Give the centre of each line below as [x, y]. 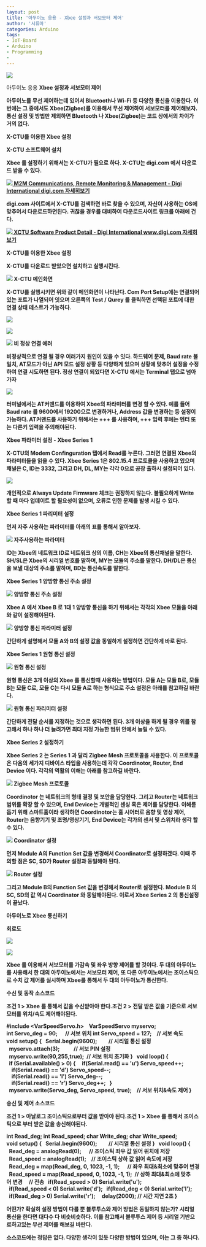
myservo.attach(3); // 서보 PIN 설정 [60, 1048]
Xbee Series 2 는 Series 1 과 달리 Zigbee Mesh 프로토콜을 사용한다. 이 [92, 755]
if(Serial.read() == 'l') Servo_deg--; [57, 1076]
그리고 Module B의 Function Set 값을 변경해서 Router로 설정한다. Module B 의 [101, 887]
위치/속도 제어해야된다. [50, 1014]
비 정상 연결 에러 [33, 343]
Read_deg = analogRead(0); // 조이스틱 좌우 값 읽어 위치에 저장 [90, 1151]
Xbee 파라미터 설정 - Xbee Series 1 [50, 440]
